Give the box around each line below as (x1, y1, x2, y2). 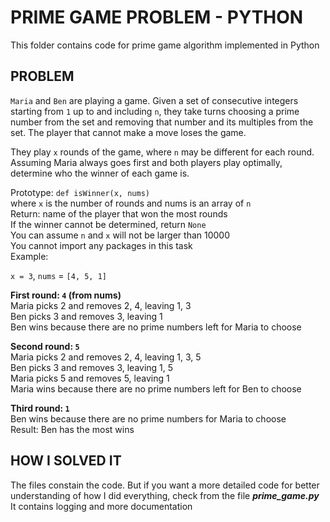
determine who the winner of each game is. (10, 167, 190, 179)
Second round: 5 (10, 340, 80, 352)
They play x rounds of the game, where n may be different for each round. (10, 146, 315, 158)
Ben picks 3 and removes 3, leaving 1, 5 (10, 361, 174, 373)
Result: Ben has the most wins (10, 423, 135, 435)
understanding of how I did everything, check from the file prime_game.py (10, 489, 320, 501)
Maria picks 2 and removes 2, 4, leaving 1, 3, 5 (10, 351, 202, 363)
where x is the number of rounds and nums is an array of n (10, 197, 252, 209)
